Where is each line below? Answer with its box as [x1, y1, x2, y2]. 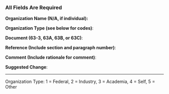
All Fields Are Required [5, 4, 62, 11]
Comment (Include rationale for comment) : [5, 54, 97, 60]
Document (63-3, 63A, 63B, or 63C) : [5, 35, 83, 41]
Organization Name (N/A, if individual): [5, 16, 89, 22]
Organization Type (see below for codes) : [5, 25, 94, 31]
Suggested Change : [5, 64, 48, 70]
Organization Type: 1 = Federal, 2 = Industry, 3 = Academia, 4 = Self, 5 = [5, 78, 155, 84]
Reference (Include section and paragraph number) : [5, 45, 116, 51]
